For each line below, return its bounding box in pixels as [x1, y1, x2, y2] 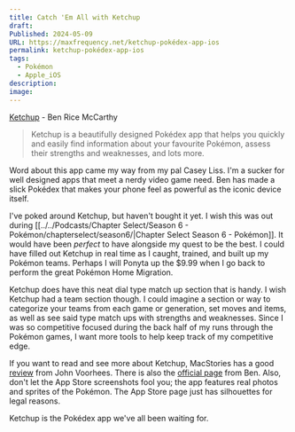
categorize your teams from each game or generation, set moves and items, [9, 302, 287, 313]
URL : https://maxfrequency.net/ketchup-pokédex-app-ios [9, 37, 220, 47]
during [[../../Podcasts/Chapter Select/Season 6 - [9, 219, 189, 231]
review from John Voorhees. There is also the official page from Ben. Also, [9, 367, 282, 378]
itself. [9, 192, 29, 204]
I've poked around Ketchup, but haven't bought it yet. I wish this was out [9, 210, 274, 221]
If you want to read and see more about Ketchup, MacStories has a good [9, 357, 275, 368]
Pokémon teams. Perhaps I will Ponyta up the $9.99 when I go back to [9, 257, 266, 268]
